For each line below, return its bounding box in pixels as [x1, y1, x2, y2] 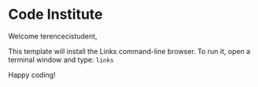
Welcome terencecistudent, [8, 31, 98, 41]
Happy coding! [8, 70, 57, 79]
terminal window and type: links [8, 55, 114, 64]
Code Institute [8, 5, 104, 24]
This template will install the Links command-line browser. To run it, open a [8, 46, 251, 56]
